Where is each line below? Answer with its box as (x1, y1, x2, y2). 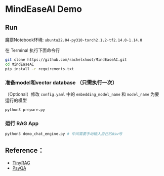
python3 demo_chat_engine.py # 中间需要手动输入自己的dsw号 (5, 132, 123, 136)
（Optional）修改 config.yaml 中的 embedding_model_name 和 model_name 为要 (5, 91, 160, 97)
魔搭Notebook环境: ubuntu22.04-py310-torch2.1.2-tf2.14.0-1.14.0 (5, 37, 142, 43)
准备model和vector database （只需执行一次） (5, 79, 118, 86)
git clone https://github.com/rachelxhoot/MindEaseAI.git (5, 57, 127, 62)
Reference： (5, 146, 44, 155)
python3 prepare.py (5, 107, 45, 112)
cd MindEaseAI (5, 62, 35, 67)
